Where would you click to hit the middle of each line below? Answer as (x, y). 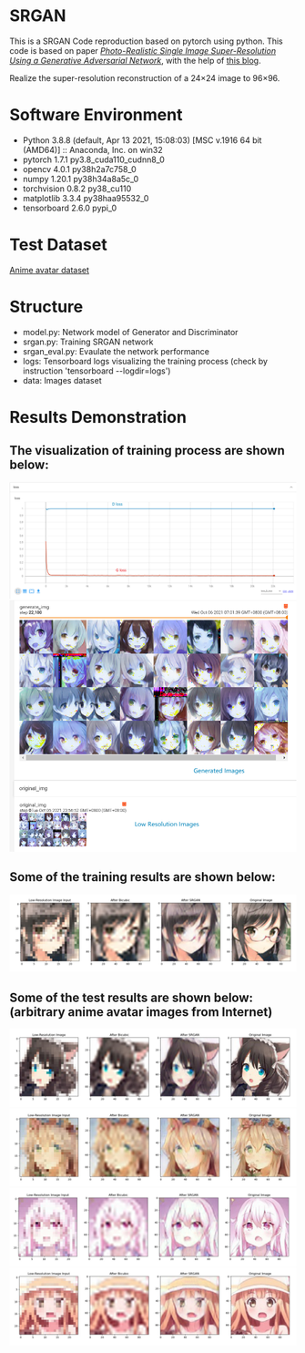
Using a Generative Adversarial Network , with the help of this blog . (135, 60)
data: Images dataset (62, 380)
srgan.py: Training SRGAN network (88, 342)
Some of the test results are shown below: (131, 997)
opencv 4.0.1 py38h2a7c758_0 (79, 169)
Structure (46, 307)
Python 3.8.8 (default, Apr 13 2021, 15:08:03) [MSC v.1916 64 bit (142, 140)
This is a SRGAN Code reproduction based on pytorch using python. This (147, 41)
